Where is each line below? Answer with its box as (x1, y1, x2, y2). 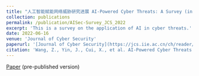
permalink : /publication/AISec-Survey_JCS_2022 (6, 19, 126, 25)
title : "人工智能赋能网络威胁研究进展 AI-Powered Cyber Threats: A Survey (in (6, 8, 192, 15)
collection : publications (6, 14, 70, 20)
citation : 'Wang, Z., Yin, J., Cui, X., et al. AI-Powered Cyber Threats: (6, 47, 195, 53)
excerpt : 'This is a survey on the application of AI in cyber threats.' (6, 25, 192, 31)
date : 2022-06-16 (6, 31, 49, 37)
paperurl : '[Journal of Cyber (6, 42, 81, 48)
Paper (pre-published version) (6, 63, 80, 70)
